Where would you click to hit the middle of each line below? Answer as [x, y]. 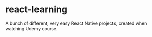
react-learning [36, 9]
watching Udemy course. [31, 28]
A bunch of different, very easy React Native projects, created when [76, 23]
